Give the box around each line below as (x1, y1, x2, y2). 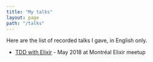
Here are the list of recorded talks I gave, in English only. (6, 37, 148, 44)
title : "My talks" (6, 9, 53, 15)
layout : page (6, 15, 39, 21)
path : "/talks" (6, 20, 45, 26)
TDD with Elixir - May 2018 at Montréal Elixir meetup (15, 49, 146, 56)
